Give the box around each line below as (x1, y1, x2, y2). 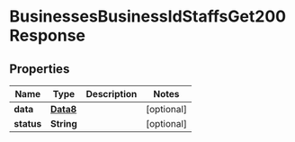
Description (85, 88, 138, 100)
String (49, 118, 78, 129)
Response (9, 25, 86, 46)
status (13, 118, 42, 129)
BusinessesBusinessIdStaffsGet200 (9, 6, 286, 27)
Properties (9, 61, 70, 76)
